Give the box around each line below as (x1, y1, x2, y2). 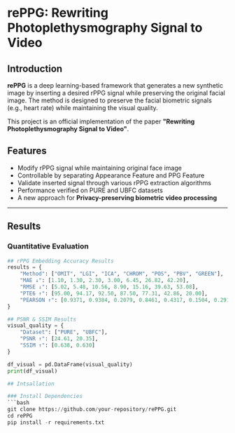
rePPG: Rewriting (7, 5, 108, 21)
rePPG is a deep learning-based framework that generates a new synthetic (7, 81, 224, 89)
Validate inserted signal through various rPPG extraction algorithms (17, 178, 212, 187)
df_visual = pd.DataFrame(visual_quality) (7, 361, 133, 368)
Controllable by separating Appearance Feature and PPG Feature (17, 171, 205, 180)
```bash (7, 399, 30, 406)
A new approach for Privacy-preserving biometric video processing (17, 193, 218, 201)
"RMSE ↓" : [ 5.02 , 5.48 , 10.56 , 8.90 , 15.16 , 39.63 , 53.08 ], (20, 284, 199, 291)
